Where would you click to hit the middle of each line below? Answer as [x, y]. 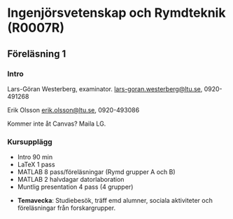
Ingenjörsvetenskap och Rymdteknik [116, 13]
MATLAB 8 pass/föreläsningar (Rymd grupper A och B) [97, 172]
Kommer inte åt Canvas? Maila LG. [57, 124]
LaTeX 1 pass [36, 165]
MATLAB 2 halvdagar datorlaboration [71, 180]
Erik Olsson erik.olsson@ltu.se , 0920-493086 [73, 109]
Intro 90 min [35, 157]
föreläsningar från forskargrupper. [66, 208]
